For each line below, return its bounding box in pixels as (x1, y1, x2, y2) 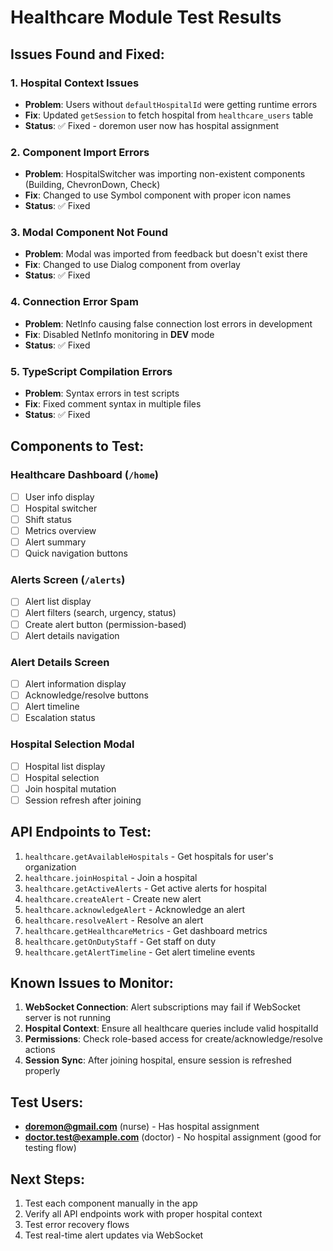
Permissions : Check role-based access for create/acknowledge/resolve (24, 1033, 323, 1045)
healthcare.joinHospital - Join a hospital (24, 871, 198, 883)
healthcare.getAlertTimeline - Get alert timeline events (24, 946, 256, 958)
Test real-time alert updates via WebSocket (24, 1229, 204, 1241)
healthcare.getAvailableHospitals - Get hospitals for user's (24, 850, 274, 862)
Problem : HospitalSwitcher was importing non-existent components (24, 168, 306, 180)
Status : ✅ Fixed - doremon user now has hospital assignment (24, 119, 280, 131)
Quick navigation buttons (24, 547, 128, 560)
